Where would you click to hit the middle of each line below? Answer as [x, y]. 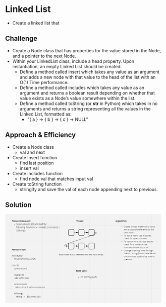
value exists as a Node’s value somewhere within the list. [78, 98]
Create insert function [35, 157]
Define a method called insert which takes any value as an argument [89, 72]
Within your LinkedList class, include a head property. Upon [73, 61]
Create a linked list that [36, 23]
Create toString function [37, 184]
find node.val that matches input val [56, 179]
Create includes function [37, 173]
